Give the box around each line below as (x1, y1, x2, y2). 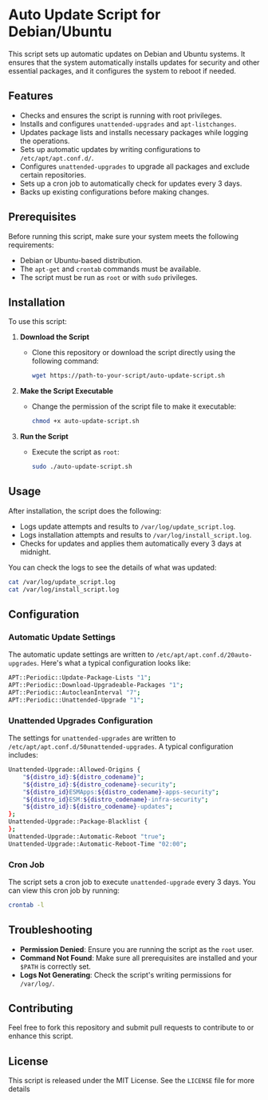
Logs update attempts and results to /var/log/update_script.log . (19, 522, 236, 531)
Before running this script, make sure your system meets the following (8, 231, 239, 241)
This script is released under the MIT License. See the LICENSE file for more (8, 1076, 255, 1086)
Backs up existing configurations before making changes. (19, 186, 210, 197)
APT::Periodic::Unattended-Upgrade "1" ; (8, 696, 145, 704)
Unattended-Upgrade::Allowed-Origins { (8, 766, 141, 774)
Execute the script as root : (31, 447, 120, 457)
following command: (31, 356, 99, 366)
